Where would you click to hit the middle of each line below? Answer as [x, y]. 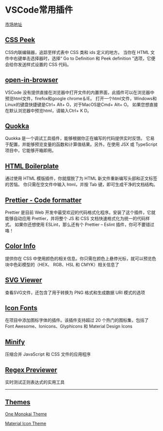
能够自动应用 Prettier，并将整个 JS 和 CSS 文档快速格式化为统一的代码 [75, 218]
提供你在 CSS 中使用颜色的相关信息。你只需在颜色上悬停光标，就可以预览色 [81, 259]
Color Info [20, 246]
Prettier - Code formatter [43, 200]
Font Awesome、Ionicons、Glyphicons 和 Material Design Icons [69, 327]
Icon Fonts [21, 308]
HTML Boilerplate [32, 166]
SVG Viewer [24, 280]
